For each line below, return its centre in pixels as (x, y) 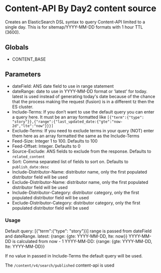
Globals (17, 47)
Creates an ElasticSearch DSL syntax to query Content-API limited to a (75, 22)
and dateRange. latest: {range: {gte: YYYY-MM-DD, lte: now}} (66, 236)
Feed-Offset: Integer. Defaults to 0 (46, 146)
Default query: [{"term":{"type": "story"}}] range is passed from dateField (78, 231)
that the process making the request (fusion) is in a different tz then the (83, 101)
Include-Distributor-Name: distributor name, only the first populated (80, 172)
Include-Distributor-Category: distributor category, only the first (75, 193)
